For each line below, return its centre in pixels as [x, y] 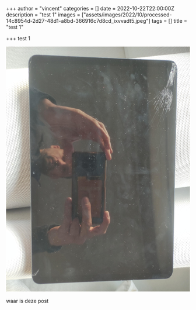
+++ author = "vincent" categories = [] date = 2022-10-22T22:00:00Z [90, 8]
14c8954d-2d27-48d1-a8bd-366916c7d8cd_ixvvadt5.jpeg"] [78, 21]
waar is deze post [27, 301]
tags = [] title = [169, 21]
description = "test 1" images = [43, 15]
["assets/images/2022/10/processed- [127, 15]
